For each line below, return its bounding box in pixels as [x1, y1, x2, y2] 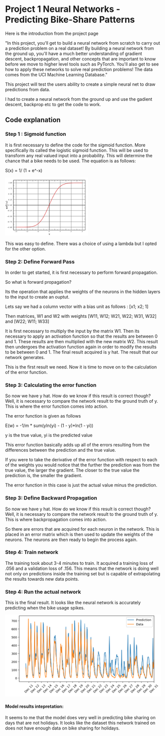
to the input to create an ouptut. [5, 294, 70, 300]
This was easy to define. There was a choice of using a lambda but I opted [5, 241, 157, 246]
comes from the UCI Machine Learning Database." [5, 71, 108, 77]
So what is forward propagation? [5, 279, 72, 285]
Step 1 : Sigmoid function [5, 130, 66, 137]
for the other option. [5, 245, 46, 251]
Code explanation [5, 116, 61, 124]
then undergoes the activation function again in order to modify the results [5, 344, 157, 350]
